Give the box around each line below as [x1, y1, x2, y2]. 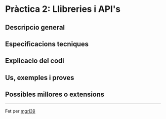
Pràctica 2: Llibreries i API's [5, 3, 121, 15]
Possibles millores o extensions [5, 90, 105, 99]
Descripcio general [5, 23, 65, 32]
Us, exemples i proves [5, 73, 75, 82]
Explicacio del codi [5, 57, 64, 65]
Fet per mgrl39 [5, 108, 36, 114]
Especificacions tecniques [5, 40, 89, 48]
